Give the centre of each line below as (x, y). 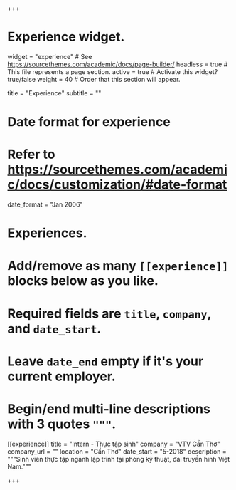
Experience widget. (66, 37)
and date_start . (54, 329)
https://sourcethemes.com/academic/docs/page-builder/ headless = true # (118, 64)
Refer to (31, 155)
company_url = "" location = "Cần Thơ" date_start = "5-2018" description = (117, 451)
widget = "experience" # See (50, 56)
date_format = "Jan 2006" (45, 204)
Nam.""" (20, 466)
